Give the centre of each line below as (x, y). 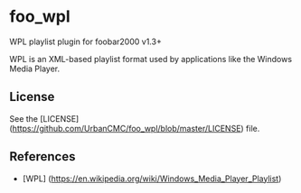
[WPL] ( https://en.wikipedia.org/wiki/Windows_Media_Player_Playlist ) (152, 179)
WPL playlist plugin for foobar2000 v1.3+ (86, 41)
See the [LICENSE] (44, 118)
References (42, 156)
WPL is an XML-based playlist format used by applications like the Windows (150, 59)
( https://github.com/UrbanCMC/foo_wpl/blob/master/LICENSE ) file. (135, 128)
